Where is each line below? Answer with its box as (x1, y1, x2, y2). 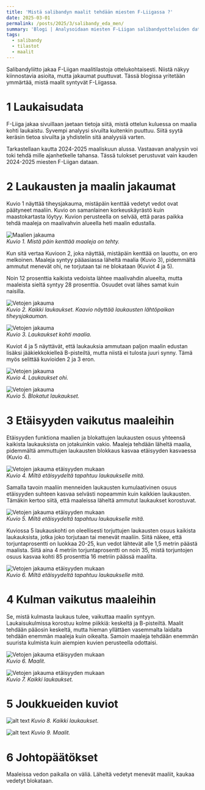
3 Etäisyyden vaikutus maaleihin (6, 414, 174, 427)
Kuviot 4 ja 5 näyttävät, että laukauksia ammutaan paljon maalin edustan (6, 342, 188, 349)
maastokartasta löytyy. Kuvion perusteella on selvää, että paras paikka (6, 212, 184, 220)
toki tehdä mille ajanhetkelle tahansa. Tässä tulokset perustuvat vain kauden (6, 151, 198, 159)
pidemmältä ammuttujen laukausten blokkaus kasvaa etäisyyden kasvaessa (6, 447, 196, 454)
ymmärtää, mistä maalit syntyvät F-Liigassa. (6, 78, 117, 86)
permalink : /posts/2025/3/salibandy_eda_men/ (6, 20, 124, 26)
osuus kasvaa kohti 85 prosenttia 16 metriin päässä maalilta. (6, 553, 157, 560)
